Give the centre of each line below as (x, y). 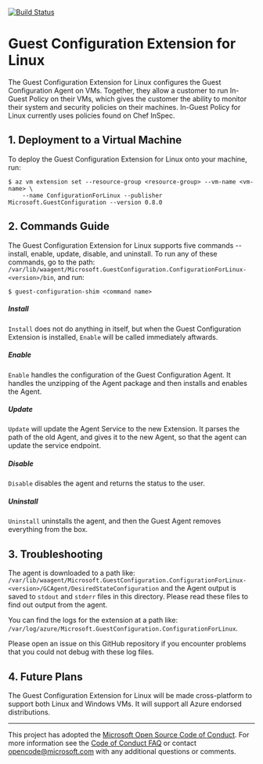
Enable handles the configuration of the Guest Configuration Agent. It (119, 375)
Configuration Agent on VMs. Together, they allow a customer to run (118, 90)
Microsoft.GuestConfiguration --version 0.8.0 (85, 202)
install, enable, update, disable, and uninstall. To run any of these (113, 253)
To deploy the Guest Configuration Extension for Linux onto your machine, (128, 159)
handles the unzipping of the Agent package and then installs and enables (128, 383)
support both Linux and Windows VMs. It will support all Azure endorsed (125, 704)
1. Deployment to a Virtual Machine (95, 140)
